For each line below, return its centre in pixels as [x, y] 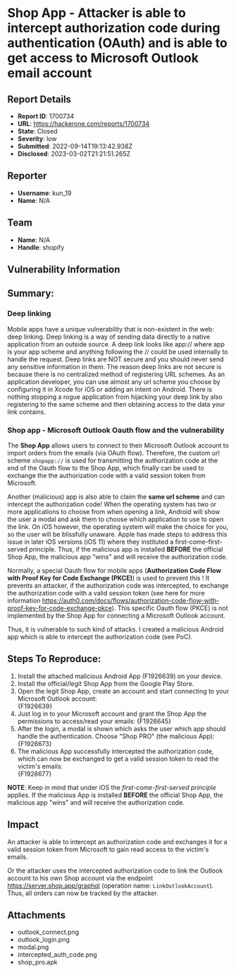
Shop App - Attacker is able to [97, 13]
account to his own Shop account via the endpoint [80, 878]
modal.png [33, 947]
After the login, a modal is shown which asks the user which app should [122, 728]
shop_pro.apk [37, 962]
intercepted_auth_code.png [57, 955]
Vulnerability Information [64, 270]
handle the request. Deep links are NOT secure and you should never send [116, 359]
